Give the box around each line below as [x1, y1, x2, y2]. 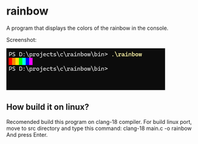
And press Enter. [6, 131, 48, 138]
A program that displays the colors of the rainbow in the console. [6, 24, 169, 32]
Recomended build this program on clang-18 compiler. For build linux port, [6, 118, 193, 125]
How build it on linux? [6, 102, 89, 112]
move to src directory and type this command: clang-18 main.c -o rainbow [6, 125, 193, 132]
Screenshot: [6, 36, 37, 43]
